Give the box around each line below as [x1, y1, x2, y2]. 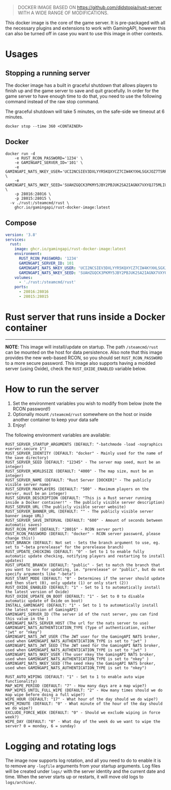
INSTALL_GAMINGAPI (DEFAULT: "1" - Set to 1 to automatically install [5, 602, 158, 608]
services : [5, 237, 26, 242]
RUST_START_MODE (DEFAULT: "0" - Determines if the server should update [5, 576, 165, 581]
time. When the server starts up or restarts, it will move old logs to [5, 774, 144, 780]
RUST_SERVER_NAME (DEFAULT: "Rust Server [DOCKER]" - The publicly [5, 477, 152, 482]
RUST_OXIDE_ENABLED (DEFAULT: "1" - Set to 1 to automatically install [5, 585, 160, 590]
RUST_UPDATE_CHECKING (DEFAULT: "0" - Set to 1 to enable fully [5, 549, 145, 554]
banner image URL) [5, 513, 44, 518]
